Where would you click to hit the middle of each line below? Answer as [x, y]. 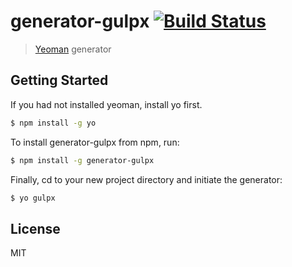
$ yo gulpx [33, 198]
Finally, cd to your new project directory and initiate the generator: [146, 179]
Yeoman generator [73, 49]
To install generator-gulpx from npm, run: [95, 142]
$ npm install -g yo [53, 123]
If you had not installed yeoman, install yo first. [106, 104]
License [35, 228]
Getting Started [59, 80]
